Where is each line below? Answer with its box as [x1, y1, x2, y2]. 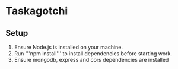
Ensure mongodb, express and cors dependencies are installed [14, 57, 169, 63]
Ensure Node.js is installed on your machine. [14, 43, 123, 51]
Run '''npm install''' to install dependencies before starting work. [14, 50, 173, 57]
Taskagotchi [5, 4, 68, 18]
